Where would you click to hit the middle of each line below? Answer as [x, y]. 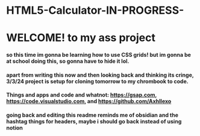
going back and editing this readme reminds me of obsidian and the [92, 115]
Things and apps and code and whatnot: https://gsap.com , [82, 95]
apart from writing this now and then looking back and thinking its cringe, [100, 75]
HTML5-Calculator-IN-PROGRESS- [95, 10]
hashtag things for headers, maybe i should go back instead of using [94, 121]
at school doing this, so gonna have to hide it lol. [68, 61]
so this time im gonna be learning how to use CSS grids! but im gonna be [99, 55]
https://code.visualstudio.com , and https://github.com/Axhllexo [89, 101]
